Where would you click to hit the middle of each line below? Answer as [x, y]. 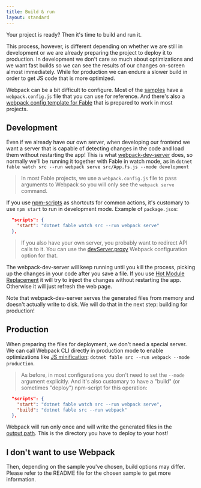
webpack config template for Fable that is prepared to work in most [89, 102]
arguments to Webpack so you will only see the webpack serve [97, 185]
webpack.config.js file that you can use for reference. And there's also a [96, 96]
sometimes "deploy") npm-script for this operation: [84, 388]
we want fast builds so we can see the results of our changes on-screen [95, 65]
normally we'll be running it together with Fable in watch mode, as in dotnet [99, 161]
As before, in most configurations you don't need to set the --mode [103, 375]
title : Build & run [31, 12]
